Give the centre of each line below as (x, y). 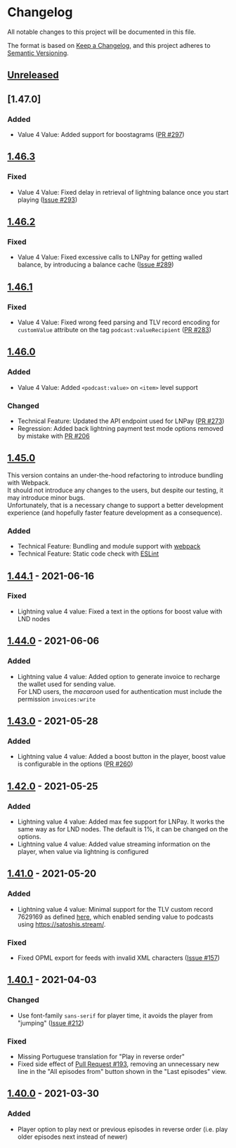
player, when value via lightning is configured (83, 851)
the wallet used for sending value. (66, 684)
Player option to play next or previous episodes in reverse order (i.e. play (123, 1129)
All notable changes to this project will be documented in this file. (102, 32)
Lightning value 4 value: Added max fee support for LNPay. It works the (121, 822)
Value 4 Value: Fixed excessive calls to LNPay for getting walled (110, 257)
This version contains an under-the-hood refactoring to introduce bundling (115, 475)
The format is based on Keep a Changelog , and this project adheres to (109, 45)
